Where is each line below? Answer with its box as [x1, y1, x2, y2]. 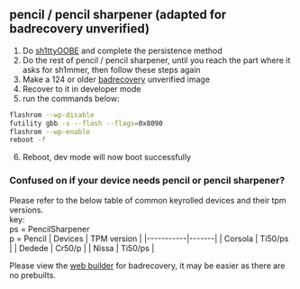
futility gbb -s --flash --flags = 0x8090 [9, 119, 164, 128]
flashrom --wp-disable [9, 110, 95, 120]
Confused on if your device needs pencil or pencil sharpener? [9, 175, 286, 187]
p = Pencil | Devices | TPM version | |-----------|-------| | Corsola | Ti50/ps [9, 233, 289, 244]
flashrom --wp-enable [9, 127, 91, 136]
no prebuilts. [9, 269, 57, 280]
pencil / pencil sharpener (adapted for [9, 7, 227, 23]
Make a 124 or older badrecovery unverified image [22, 74, 210, 85]
